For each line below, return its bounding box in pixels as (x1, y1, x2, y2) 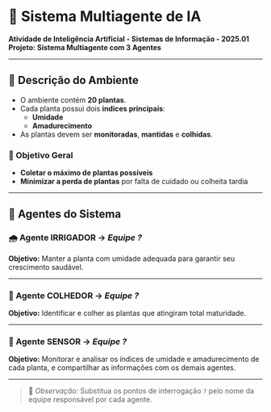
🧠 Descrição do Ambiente (8, 74, 139, 87)
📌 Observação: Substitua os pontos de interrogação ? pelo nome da (27, 386, 255, 396)
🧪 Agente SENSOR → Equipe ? (8, 335, 127, 347)
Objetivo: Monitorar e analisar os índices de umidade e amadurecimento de (8, 355, 260, 364)
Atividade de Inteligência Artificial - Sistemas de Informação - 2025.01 (8, 34, 250, 44)
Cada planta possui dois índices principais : (19, 103, 165, 113)
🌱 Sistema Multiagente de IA (8, 7, 202, 26)
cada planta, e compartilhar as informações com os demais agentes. (8, 363, 236, 372)
